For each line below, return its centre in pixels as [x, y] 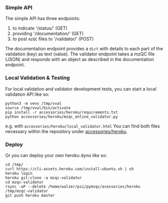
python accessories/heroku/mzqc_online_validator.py [62, 117]
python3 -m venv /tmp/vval [33, 103]
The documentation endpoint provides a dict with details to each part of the [84, 49]
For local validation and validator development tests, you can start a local [81, 89]
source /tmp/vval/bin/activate [38, 108]
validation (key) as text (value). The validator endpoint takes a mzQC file [80, 54]
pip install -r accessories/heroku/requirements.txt [62, 112]
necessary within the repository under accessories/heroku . [66, 131]
